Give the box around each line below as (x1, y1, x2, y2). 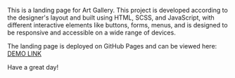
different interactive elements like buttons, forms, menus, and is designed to (7, 21, 228, 29)
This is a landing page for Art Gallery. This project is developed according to (7, 6, 229, 14)
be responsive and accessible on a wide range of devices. (7, 28, 176, 37)
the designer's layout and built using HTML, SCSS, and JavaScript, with (7, 13, 215, 22)
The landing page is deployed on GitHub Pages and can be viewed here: (7, 42, 217, 50)
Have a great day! (7, 63, 58, 71)
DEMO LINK (7, 49, 42, 58)
